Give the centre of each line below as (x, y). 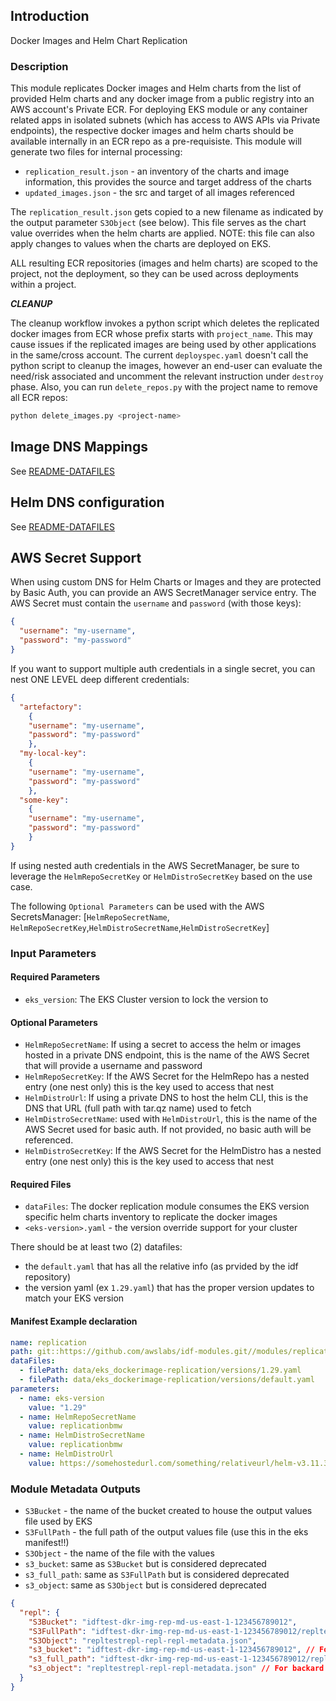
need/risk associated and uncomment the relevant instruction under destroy (167, 376)
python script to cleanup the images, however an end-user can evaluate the (166, 366)
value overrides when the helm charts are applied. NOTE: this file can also (162, 233)
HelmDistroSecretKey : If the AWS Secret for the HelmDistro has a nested (173, 1151)
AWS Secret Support (76, 558)
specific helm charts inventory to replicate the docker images (151, 1217)
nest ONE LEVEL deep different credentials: (100, 679)
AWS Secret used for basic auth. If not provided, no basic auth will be (168, 1130)
